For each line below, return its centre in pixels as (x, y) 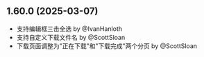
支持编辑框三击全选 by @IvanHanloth (69, 28)
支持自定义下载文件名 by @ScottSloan (71, 37)
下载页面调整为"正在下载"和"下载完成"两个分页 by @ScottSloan (107, 46)
